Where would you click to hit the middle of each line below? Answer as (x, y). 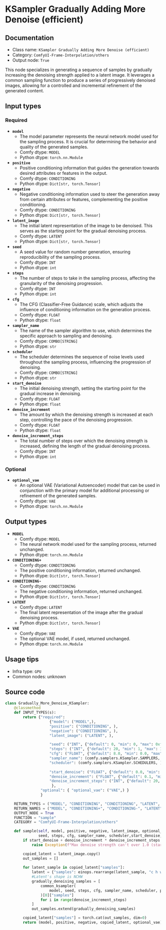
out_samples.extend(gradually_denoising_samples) (83, 909)
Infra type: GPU (27, 671)
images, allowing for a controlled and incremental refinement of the (74, 85)
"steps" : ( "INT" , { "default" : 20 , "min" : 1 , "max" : (104, 749)
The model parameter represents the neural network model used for (89, 136)
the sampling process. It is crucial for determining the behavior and (88, 141)
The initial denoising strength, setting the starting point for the (83, 388)
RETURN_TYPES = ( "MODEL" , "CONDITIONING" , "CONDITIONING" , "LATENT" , (87, 804)
